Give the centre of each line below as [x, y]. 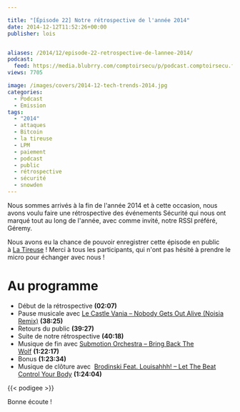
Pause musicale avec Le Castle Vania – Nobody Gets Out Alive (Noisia [120, 313]
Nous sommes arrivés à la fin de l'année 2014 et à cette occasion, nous [112, 205]
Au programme [53, 286]
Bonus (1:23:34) [42, 358]
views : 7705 [25, 73]
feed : [22, 66]
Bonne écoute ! [30, 401]
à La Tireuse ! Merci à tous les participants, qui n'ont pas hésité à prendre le [119, 249]
